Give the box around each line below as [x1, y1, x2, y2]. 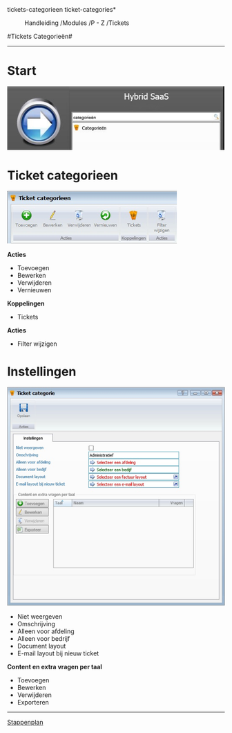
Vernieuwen [17, 286, 52, 294]
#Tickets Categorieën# [7, 33, 72, 40]
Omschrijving [17, 620, 55, 628]
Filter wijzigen [17, 339, 57, 348]
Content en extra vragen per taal [7, 663, 102, 671]
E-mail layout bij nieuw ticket [17, 649, 99, 657]
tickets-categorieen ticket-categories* [7, 6, 116, 13]
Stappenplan [7, 718, 43, 727]
